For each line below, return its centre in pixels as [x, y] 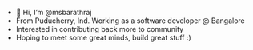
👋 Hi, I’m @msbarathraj [54, 12]
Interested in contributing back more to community [100, 29]
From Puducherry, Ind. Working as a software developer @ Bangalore [131, 21]
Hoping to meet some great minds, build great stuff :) [104, 37]
